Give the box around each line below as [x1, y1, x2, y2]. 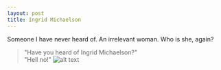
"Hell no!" [23, 55, 51, 63]
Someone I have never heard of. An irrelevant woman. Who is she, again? [7, 35, 214, 43]
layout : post [7, 10, 45, 17]
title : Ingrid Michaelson [7, 16, 81, 23]
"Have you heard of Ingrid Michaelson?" [23, 48, 138, 56]
